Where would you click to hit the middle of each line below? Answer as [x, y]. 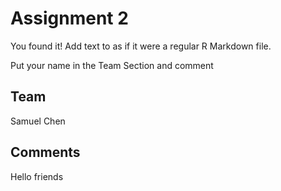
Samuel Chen [38, 121]
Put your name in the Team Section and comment [112, 65]
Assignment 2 [69, 18]
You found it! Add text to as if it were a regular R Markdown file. [141, 46]
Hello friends [37, 176]
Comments [45, 152]
